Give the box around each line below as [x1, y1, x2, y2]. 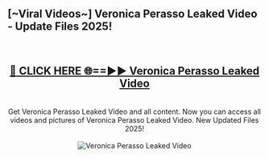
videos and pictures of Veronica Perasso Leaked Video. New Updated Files [10, 115, 259, 124]
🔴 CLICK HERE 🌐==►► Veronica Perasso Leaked [9, 64, 260, 78]
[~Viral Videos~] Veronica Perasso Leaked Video [7, 7, 258, 21]
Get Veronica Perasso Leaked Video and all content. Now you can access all [8, 107, 261, 116]
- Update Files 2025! [7, 20, 113, 34]
